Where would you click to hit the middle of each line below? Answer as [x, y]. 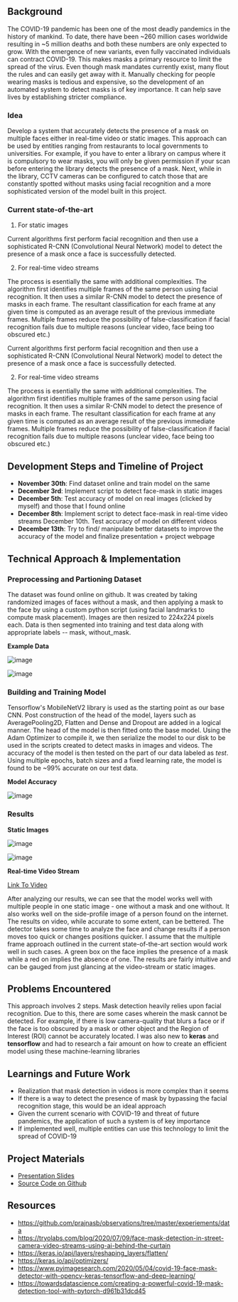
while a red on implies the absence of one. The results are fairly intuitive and [119, 959]
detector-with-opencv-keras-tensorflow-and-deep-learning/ [107, 1276]
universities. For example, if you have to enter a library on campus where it [117, 154]
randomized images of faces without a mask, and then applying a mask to [115, 602]
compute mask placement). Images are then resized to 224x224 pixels [111, 617]
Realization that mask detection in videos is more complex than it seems [123, 1091]
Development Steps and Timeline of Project [106, 466]
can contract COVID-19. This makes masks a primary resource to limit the [115, 59]
